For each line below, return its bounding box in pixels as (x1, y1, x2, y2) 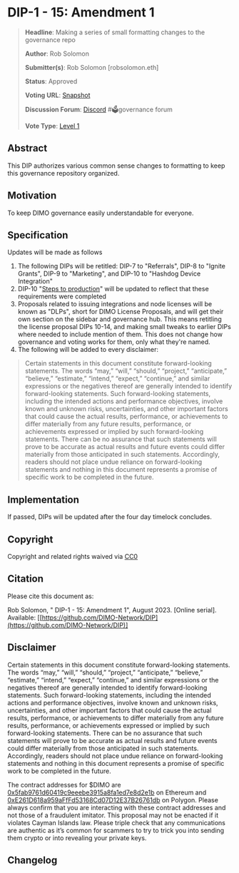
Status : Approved (24, 76, 78, 86)
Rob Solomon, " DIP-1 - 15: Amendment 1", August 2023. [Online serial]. (7, 605, 217, 614)
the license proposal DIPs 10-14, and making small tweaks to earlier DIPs (17, 323, 232, 331)
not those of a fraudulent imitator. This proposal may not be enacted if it (7, 811, 219, 819)
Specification (7, 229, 68, 241)
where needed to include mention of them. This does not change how (17, 330, 223, 339)
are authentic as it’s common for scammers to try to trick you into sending (7, 826, 225, 834)
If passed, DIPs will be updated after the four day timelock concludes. (7, 513, 213, 521)
